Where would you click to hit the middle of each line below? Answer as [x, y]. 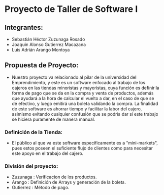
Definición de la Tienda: [33, 132]
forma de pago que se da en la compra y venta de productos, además [82, 93]
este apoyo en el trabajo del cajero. [48, 153]
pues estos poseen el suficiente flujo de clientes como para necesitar [82, 148]
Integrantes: [24, 27]
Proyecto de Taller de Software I [71, 9]
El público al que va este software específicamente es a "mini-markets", [85, 143]
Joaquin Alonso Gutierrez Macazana [49, 45]
